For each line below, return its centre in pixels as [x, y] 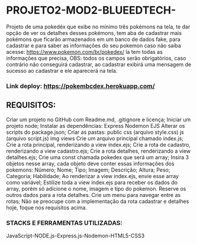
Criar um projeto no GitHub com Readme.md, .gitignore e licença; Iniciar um [98, 120]
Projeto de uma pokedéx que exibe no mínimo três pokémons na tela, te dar [98, 27]
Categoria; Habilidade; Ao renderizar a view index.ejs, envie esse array [93, 176]
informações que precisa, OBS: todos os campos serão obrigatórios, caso [96, 58]
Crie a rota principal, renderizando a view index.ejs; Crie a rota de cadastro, [98, 144]
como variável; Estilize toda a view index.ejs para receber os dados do [92, 182]
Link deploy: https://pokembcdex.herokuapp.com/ [80, 86]
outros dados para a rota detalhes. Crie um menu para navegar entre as [93, 195]
